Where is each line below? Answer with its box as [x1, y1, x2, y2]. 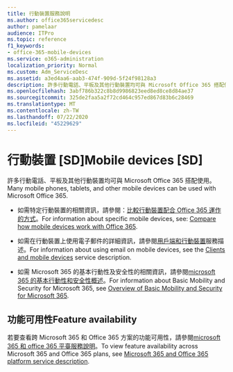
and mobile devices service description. [17, 253, 132, 261]
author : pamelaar [7, 23, 58, 30]
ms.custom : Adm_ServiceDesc [7, 68, 89, 75]
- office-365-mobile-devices [7, 49, 92, 56]
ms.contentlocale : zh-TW [7, 107, 79, 114]
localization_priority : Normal [7, 62, 98, 69]
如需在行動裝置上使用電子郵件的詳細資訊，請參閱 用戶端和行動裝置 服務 [17, 237, 218, 245]
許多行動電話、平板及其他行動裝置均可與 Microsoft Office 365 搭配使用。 [7, 177, 216, 185]
